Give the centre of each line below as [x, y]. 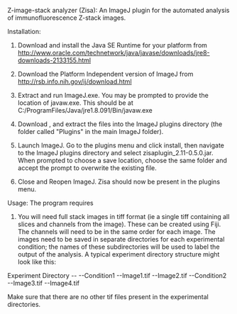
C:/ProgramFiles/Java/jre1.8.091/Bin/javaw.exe [85, 110]
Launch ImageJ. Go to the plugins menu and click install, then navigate [121, 145]
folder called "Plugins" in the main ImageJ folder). [90, 131]
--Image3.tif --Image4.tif [44, 283]
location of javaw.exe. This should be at [75, 103]
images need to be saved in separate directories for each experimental [121, 239]
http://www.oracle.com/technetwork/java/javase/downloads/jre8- [114, 53]
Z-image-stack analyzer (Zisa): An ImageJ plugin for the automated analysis [118, 10]
